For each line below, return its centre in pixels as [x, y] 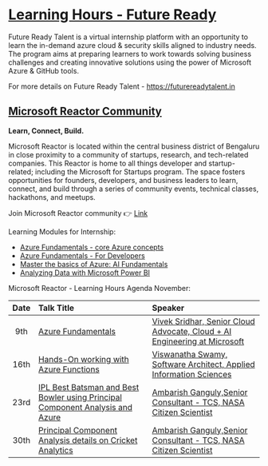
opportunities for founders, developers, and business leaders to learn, [123, 180]
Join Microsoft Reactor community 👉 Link [78, 213]
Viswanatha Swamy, [190, 354]
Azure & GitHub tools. [44, 70]
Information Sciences [192, 374]
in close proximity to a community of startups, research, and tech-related [128, 154]
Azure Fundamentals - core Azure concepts [92, 247]
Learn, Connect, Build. [46, 130]
